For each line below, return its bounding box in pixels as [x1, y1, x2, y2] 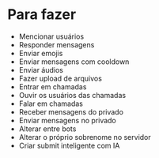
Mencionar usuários [18, 32, 85, 41]
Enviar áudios [18, 65, 64, 74]
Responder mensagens [18, 39, 95, 49]
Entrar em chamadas [18, 81, 87, 92]
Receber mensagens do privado [18, 107, 124, 116]
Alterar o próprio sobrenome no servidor [18, 132, 151, 141]
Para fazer [7, 6, 77, 24]
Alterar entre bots [18, 124, 77, 134]
